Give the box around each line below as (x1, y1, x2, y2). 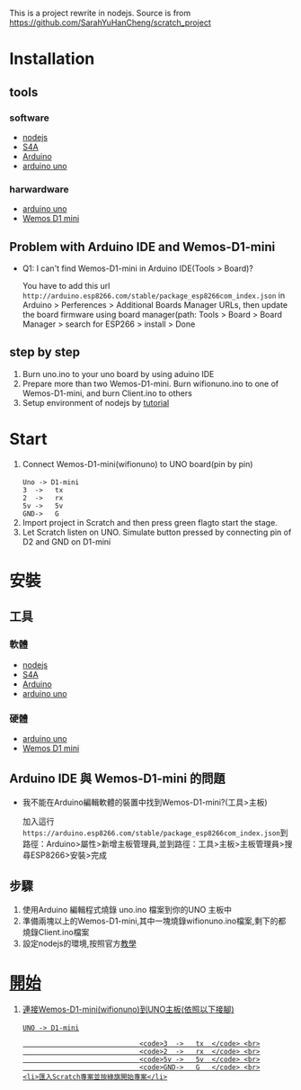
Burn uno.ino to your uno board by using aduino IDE (22, 368, 215, 379)
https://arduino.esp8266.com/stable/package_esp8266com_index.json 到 (22, 827, 288, 838)
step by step (9, 345, 81, 360)
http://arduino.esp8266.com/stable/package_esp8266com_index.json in (22, 290, 286, 301)
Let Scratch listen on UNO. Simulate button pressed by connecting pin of (22, 527, 292, 537)
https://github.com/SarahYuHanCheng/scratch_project (9, 17, 211, 28)
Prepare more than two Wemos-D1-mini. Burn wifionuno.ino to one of (22, 378, 279, 389)
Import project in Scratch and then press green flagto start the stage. (22, 517, 279, 527)
